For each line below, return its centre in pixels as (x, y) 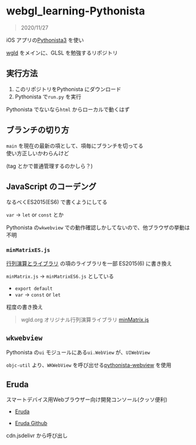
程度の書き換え (24, 306)
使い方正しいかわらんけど (38, 153)
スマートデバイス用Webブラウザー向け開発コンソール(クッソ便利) (87, 399)
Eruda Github (31, 423)
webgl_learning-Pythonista (76, 11)
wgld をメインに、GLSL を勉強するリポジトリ (62, 53)
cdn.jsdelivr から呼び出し (37, 435)
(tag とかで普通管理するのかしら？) (50, 166)
